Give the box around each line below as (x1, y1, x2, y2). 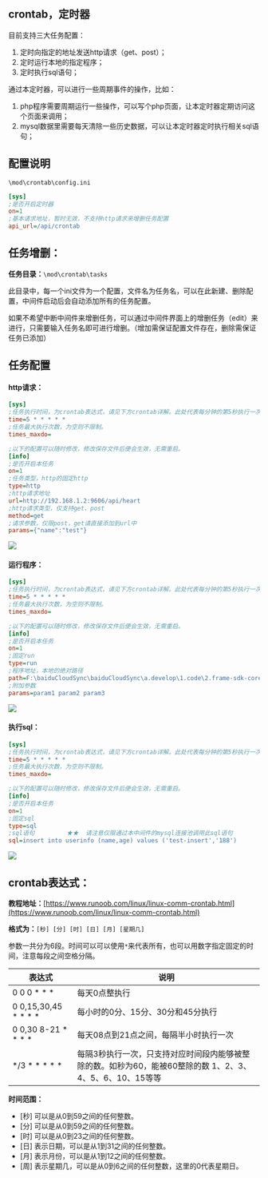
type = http (8, 482, 41, 490)
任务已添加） (8, 332, 50, 342)
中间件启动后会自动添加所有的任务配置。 (22, 296, 156, 305)
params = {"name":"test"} (8, 527, 88, 535)
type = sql (8, 822, 37, 830)
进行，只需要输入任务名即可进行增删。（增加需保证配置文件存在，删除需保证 (8, 323, 257, 332)
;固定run (8, 652, 35, 660)
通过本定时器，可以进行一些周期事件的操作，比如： (8, 84, 176, 94)
